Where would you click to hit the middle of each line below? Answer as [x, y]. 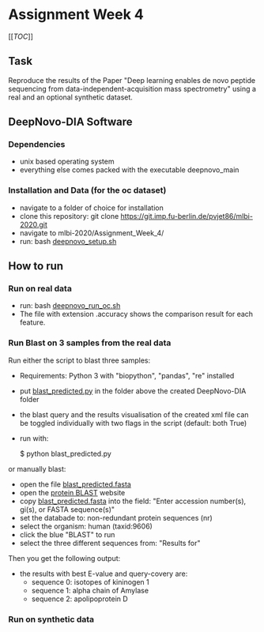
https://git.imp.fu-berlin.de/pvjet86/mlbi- [187, 216]
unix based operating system [67, 162]
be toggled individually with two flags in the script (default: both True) [133, 423]
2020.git [33, 224]
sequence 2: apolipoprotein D [79, 599]
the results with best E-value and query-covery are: [104, 574]
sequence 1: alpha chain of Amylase [90, 590]
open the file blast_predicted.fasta [75, 484]
